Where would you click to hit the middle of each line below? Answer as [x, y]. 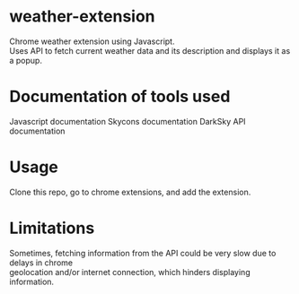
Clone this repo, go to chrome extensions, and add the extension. [130, 192]
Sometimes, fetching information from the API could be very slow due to [143, 253]
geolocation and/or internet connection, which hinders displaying [130, 272]
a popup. [26, 60]
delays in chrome [41, 263]
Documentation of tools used [120, 97]
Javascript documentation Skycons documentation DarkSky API [128, 121]
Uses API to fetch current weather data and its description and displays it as [150, 50]
